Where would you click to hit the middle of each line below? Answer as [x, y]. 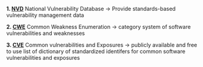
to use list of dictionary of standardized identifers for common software [96, 51]
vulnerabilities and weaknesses [46, 33]
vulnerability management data [45, 15]
